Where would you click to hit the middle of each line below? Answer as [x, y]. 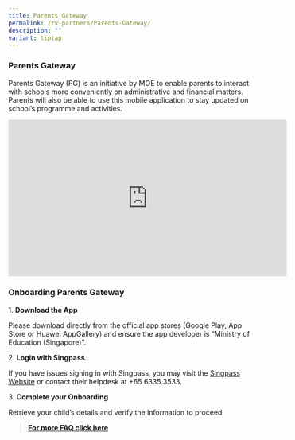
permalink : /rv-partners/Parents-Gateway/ [80, 23]
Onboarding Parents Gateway [66, 293]
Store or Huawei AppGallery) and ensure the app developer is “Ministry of [129, 333]
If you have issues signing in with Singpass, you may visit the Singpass [124, 373]
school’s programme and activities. [66, 108]
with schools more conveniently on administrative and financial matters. [126, 92]
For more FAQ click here [68, 427]
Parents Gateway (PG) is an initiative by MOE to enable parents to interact [129, 83]
